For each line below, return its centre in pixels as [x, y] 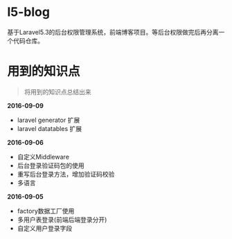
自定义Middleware [43, 157]
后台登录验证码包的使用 [51, 165]
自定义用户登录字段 [45, 228]
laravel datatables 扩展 [49, 128]
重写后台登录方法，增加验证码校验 [66, 174]
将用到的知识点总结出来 [57, 91]
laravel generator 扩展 [48, 120]
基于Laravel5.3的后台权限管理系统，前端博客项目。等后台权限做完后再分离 [113, 32]
